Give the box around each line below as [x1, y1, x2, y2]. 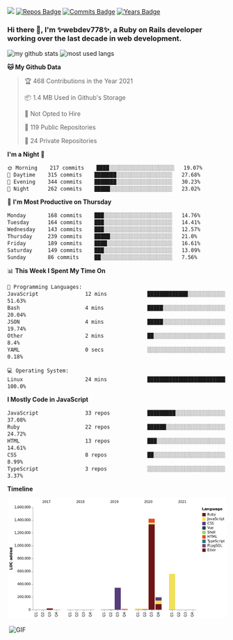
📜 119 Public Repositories [24, 123, 96, 132]
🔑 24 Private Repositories [24, 137, 97, 145]
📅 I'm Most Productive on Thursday [7, 198, 112, 206]
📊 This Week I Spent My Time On [7, 267, 106, 275]
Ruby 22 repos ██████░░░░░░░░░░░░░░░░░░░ [7, 424, 226, 431]
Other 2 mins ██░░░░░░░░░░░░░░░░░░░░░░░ [7, 332, 226, 340]
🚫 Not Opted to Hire [24, 110, 81, 118]
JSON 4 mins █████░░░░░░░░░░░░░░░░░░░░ [7, 318, 226, 326]
